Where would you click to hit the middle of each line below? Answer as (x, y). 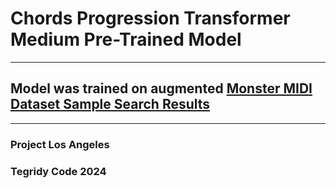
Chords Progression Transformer (150, 18)
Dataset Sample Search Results (110, 104)
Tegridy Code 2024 (58, 171)
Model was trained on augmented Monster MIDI (161, 88)
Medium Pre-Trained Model (126, 39)
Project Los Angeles (60, 144)
